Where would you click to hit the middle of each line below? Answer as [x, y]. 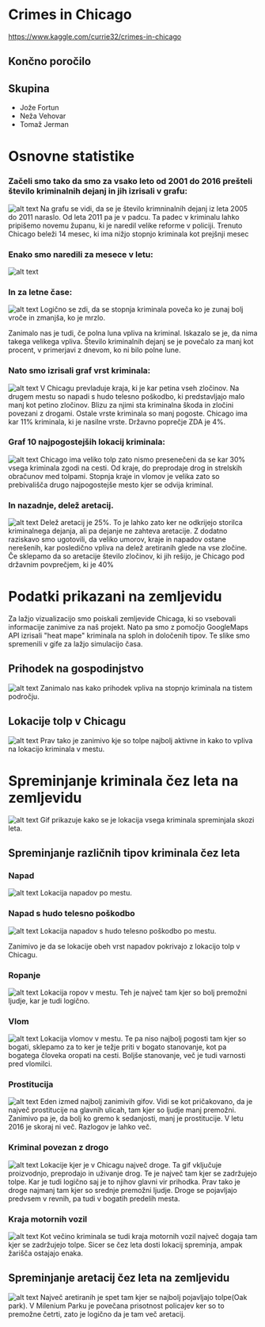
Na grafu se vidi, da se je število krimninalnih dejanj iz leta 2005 [144, 209]
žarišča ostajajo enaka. [45, 1253]
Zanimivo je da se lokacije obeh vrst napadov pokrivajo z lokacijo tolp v [124, 946]
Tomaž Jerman [44, 125]
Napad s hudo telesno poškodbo [72, 914]
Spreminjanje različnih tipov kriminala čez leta [124, 853]
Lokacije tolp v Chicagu [67, 721]
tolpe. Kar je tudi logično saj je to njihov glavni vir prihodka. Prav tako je [125, 1181]
